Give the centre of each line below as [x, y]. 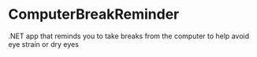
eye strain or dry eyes [43, 44]
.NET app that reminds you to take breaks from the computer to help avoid [129, 36]
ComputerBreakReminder [94, 14]
